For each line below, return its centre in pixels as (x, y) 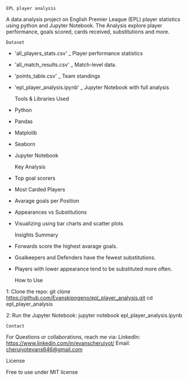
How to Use (29, 280)
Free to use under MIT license (42, 372)
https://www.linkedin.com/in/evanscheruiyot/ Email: (68, 343)
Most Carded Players (40, 189)
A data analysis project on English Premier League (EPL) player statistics (93, 19)
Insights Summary (36, 235)
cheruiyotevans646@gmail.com (44, 349)
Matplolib (26, 133)
